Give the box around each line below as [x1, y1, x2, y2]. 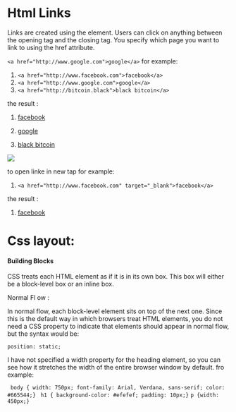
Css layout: [7, 233, 75, 249]
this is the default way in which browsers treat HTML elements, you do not [7, 315, 223, 323]
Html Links [7, 5, 72, 21]
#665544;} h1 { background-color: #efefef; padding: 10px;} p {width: [7, 392, 220, 399]
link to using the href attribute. [7, 43, 95, 51]
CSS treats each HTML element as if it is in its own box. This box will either [7, 272, 224, 281]
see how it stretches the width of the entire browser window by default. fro [7, 363, 225, 372]
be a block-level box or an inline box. [7, 280, 114, 289]
